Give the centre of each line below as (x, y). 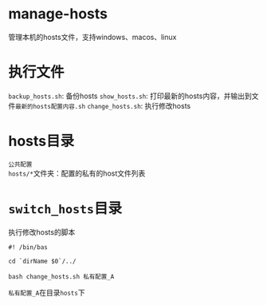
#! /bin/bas (28, 247)
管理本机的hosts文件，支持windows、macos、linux (92, 37)
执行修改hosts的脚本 (42, 232)
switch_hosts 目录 (65, 208)
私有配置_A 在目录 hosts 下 (47, 292)
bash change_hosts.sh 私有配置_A (61, 276)
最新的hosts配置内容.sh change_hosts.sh (78, 106)
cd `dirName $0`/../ (43, 261)
